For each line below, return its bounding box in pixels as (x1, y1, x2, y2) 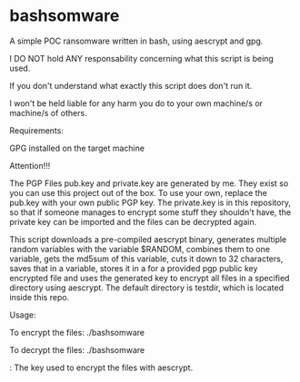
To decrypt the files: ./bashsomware (9, 344, 145, 355)
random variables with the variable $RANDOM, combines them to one (9, 243, 271, 254)
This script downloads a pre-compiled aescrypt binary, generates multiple (9, 233, 287, 245)
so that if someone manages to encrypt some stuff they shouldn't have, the (9, 206, 292, 218)
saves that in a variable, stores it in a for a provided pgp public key (9, 262, 258, 273)
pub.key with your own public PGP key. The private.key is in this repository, (9, 197, 291, 208)
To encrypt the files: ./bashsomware (9, 327, 145, 338)
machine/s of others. (9, 107, 88, 118)
